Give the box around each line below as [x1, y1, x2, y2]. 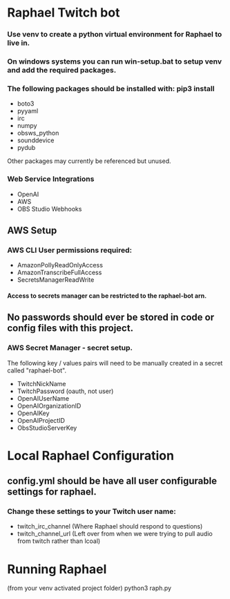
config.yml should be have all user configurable [7, 475, 218, 487]
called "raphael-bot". [7, 366, 67, 374]
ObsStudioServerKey [17, 424, 77, 432]
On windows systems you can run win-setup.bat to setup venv [7, 57, 222, 66]
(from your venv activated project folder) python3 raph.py [7, 584, 171, 592]
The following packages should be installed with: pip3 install [7, 84, 215, 93]
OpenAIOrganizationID [17, 401, 82, 410]
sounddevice [17, 136, 55, 144]
